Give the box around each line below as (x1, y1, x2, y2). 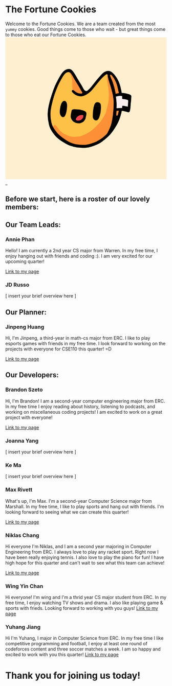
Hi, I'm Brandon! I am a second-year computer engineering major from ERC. (5, 398, 165, 404)
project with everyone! (5, 414, 53, 420)
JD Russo (5, 281, 30, 288)
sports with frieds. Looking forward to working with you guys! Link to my (5, 605, 158, 611)
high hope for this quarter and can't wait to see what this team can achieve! (5, 559, 165, 566)
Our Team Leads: (5, 220, 61, 229)
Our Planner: (5, 308, 47, 316)
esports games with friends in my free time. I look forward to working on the (5, 341, 166, 346)
